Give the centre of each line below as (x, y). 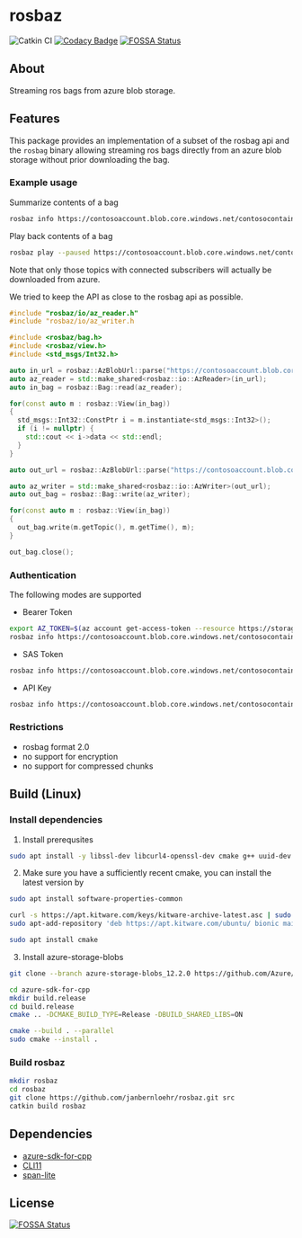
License (32, 1203)
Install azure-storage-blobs (73, 957)
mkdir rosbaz (34, 1081)
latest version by (53, 883)
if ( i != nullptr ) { (56, 429)
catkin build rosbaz (48, 1106)
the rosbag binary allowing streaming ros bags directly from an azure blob (146, 150)
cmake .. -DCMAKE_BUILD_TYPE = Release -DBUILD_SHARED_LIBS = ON (126, 1015)
